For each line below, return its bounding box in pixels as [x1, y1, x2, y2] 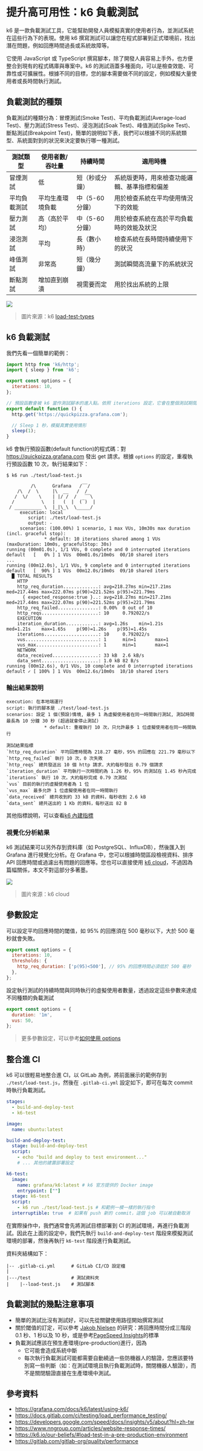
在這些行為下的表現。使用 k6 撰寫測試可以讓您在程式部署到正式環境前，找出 [6, 34, 196, 41]
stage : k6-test [11, 1193, 50, 1199]
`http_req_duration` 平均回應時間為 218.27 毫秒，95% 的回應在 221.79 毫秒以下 [6, 749, 196, 755]
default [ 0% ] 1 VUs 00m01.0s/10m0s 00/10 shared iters [6, 552, 169, 558]
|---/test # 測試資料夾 [6, 1275, 100, 1281]
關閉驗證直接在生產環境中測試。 [34, 1369, 115, 1377]
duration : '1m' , [11, 1012, 53, 1018]
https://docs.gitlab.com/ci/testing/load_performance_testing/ [14, 1412, 167, 1419]
